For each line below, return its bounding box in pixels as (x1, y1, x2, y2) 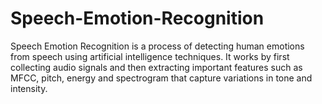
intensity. (10, 82, 48, 94)
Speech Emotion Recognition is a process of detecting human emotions (10, 40, 305, 52)
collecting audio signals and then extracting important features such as (10, 61, 303, 73)
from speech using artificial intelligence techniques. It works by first (10, 50, 290, 62)
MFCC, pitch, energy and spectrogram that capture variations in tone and (10, 72, 313, 84)
